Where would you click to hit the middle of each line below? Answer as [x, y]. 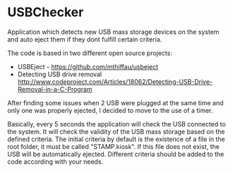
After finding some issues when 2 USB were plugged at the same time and [115, 102]
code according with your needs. [55, 161]
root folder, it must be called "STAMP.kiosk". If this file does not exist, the [114, 146]
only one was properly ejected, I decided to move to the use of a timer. [110, 110]
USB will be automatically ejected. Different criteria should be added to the [116, 154]
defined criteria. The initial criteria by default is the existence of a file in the [116, 139]
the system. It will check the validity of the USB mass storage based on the [116, 131]
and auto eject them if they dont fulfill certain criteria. [85, 39]
